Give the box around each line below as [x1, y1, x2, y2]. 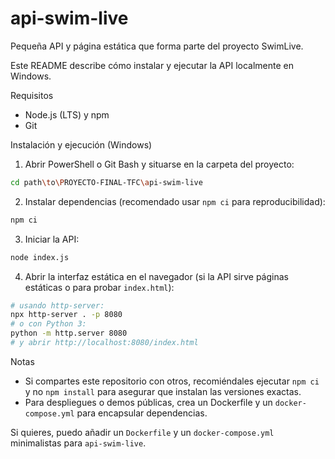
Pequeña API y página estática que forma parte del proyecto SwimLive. [10, 40, 304, 52]
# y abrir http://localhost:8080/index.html [10, 338, 199, 348]
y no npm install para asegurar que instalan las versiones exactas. [24, 385, 302, 397]
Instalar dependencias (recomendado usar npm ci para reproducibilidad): [24, 195, 326, 207]
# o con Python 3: [10, 319, 87, 329]
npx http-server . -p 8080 [10, 310, 123, 320]
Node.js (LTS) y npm [24, 108, 110, 121]
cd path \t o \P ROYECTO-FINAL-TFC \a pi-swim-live [10, 177, 203, 187]
